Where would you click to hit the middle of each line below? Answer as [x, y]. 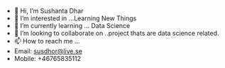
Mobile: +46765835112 [48, 59]
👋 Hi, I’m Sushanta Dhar [49, 11]
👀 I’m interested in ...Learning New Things [75, 18]
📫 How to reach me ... [47, 41]
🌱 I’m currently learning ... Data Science [72, 26]
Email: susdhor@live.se [48, 51]
